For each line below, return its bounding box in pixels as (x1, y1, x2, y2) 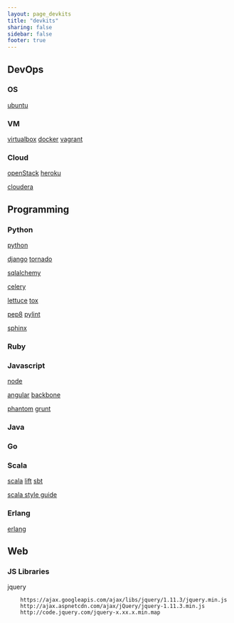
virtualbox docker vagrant (7, 135, 83, 143)
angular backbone (7, 391, 61, 399)
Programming (7, 203, 70, 215)
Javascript (7, 361, 46, 371)
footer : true (7, 37, 46, 44)
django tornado (7, 254, 53, 264)
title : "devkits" (7, 17, 59, 24)
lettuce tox (7, 297, 39, 305)
